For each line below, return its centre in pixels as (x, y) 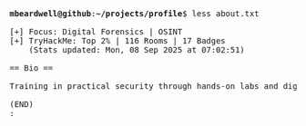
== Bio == (31, 68)
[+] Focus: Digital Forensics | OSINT (96, 32)
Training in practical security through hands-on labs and (144, 86)
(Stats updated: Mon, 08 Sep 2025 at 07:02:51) (137, 50)
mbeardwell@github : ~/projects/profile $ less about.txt (134, 14)
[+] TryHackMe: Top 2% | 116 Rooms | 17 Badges (117, 41)
